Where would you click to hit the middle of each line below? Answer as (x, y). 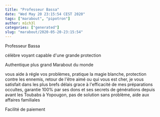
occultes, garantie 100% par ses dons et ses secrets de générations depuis (80, 90)
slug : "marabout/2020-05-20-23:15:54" (44, 32)
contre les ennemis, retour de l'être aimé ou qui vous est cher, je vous (74, 79)
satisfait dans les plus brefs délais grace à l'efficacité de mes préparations (79, 84)
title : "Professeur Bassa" (32, 9)
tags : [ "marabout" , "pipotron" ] (37, 18)
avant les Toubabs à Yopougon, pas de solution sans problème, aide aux (77, 95)
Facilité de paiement (25, 109)
